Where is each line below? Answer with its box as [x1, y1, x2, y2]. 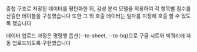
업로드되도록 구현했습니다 [12, 40, 71, 46]
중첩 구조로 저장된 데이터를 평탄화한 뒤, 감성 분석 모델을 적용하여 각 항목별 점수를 [6, 5, 191, 12]
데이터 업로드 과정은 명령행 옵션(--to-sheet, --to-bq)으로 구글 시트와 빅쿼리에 [6, 32, 185, 39]
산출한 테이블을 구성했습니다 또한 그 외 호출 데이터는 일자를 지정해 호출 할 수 [6, 12, 181, 19]
